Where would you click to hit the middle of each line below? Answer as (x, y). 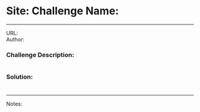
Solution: (20, 77)
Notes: (14, 104)
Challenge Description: (40, 55)
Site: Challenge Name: (62, 11)
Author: (15, 39)
